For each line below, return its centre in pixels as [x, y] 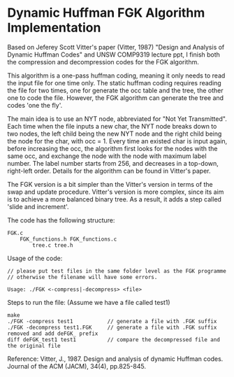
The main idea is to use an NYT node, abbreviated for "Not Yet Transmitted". [117, 119]
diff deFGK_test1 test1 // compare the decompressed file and [114, 340]
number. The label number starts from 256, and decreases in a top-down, [113, 163]
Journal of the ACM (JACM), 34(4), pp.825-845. [77, 366]
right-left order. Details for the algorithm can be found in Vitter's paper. [109, 171]
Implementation [54, 28]
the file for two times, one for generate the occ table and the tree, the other [115, 90]
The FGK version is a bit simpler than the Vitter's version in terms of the [110, 184]
